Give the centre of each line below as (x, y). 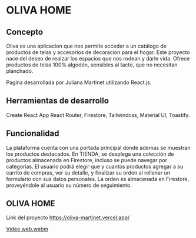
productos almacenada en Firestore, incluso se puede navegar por (87, 160)
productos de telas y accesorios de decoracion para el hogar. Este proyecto (98, 52)
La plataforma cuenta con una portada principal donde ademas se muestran (98, 148)
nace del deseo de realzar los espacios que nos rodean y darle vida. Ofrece (98, 58)
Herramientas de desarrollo (57, 101)
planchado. (20, 71)
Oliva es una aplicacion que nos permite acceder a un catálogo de (86, 46)
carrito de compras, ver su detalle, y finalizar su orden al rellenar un (88, 172)
